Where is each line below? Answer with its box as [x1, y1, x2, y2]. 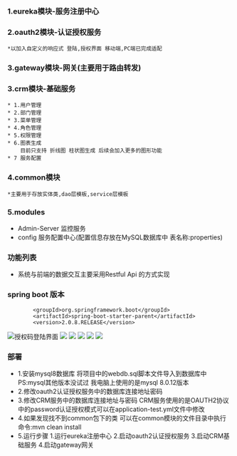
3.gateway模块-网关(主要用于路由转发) [7, 63, 142, 73]
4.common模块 [7, 172, 60, 182]
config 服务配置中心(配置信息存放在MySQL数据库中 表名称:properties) [17, 233, 223, 242]
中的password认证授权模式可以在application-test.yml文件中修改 [17, 405, 205, 413]
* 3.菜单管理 [7, 117, 42, 124]
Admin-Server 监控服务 [17, 224, 86, 233]
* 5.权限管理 [7, 132, 42, 140]
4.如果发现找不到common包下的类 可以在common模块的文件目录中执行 [17, 413, 226, 422]
